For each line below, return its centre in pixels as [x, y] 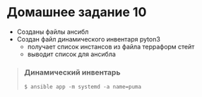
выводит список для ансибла [71, 54]
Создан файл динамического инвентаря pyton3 [88, 39]
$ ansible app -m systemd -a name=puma [83, 87]
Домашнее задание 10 [77, 12]
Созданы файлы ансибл [53, 32]
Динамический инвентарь [72, 72]
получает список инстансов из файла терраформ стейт [111, 46]
